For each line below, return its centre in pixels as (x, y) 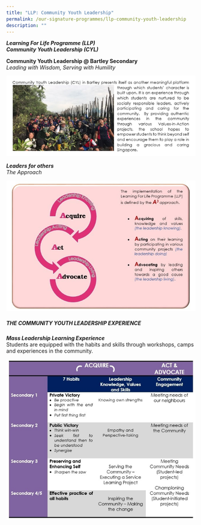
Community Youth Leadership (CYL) (52, 50)
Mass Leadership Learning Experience (55, 338)
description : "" (26, 25)
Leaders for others (30, 166)
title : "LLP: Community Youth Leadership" (60, 13)
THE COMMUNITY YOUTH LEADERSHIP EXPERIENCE (74, 323)
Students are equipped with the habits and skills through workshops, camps (100, 345)
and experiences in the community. (50, 351)
